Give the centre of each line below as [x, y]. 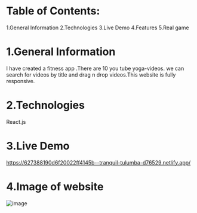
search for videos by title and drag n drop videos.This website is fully [91, 74]
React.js [16, 121]
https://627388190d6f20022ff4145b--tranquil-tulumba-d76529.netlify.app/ [98, 162]
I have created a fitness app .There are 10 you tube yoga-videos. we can [95, 68]
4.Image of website [55, 186]
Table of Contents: [53, 11]
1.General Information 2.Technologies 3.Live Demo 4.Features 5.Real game [98, 28]
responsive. [21, 81]
